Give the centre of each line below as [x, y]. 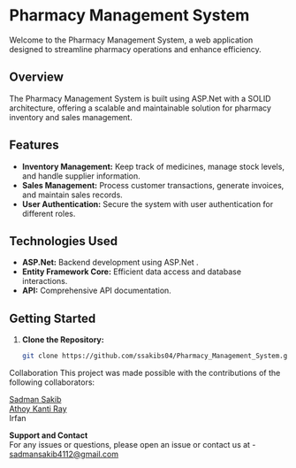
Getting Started [53, 318]
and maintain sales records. [72, 195]
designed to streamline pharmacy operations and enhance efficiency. [136, 49]
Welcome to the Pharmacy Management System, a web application [131, 40]
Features [34, 146]
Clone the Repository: [63, 340]
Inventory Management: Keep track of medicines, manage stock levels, [153, 166]
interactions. [45, 281]
